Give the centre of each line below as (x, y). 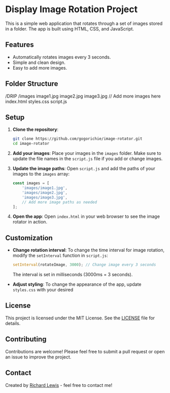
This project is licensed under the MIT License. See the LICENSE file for (80, 318)
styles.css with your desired (43, 290)
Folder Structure (32, 84)
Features (20, 45)
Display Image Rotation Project (72, 9)
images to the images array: (41, 174)
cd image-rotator (31, 144)
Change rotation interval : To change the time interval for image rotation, (89, 250)
